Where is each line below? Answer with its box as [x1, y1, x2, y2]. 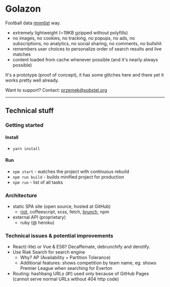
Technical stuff [5, 106, 54, 115]
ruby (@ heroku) [20, 219, 55, 226]
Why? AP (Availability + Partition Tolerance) [20, 255, 111, 261]
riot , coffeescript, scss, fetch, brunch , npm [20, 208, 110, 214]
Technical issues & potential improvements [5, 232, 114, 239]
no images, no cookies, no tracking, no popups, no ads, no [12, 35, 135, 41]
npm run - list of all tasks [12, 179, 63, 185]
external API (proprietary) [12, 214, 66, 220]
